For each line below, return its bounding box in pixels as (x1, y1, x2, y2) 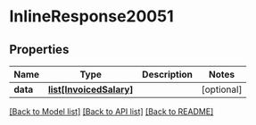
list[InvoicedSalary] (47, 83, 134, 96)
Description (142, 69, 194, 80)
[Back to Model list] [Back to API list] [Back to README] (9, 106, 214, 117)
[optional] (201, 83, 243, 96)
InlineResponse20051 (9, 6, 174, 27)
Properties (9, 42, 70, 57)
